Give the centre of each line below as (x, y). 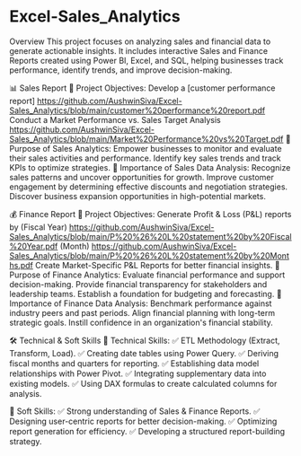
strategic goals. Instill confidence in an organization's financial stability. (142, 322)
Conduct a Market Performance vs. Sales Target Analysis (115, 119)
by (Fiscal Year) (38, 227)
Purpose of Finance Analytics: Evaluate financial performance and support (147, 275)
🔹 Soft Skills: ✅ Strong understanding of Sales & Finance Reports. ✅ (135, 411)
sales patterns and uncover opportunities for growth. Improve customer (142, 177)
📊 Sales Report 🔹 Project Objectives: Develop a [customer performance (142, 88)
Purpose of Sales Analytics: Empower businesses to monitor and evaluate (146, 148)
